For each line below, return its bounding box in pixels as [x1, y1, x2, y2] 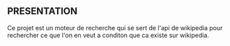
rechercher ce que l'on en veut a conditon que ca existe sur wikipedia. [7, 31, 209, 39]
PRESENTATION [7, 5, 78, 17]
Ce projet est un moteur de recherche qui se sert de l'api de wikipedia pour [7, 23, 223, 32]
